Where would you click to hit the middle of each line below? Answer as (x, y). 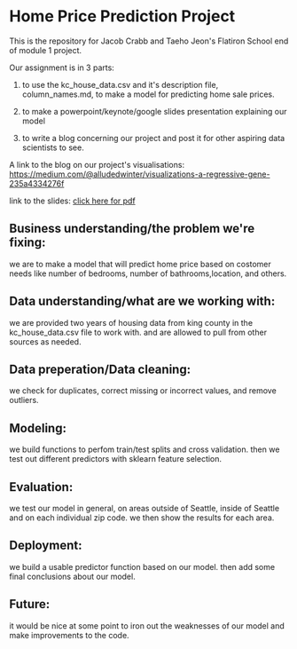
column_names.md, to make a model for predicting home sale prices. (148, 94)
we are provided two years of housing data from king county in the (131, 322)
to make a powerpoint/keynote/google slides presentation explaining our (154, 111)
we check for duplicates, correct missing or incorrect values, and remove (143, 391)
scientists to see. (53, 147)
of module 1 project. (46, 50)
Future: (30, 604)
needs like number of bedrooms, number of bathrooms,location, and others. (148, 273)
